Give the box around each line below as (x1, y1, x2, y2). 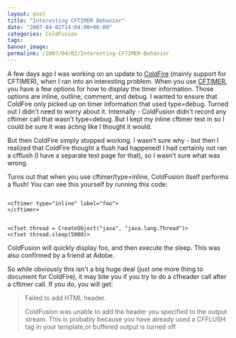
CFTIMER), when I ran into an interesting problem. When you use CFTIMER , (7, 77, 227, 85)
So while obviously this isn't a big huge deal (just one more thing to (7, 264, 203, 273)
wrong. (7, 158, 28, 167)
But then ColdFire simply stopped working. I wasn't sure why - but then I (7, 136, 219, 144)
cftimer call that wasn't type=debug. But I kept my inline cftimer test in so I (7, 114, 225, 123)
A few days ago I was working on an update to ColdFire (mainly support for (7, 69, 227, 78)
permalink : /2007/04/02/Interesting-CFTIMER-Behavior (7, 50, 170, 58)
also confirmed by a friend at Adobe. (7, 251, 115, 259)
